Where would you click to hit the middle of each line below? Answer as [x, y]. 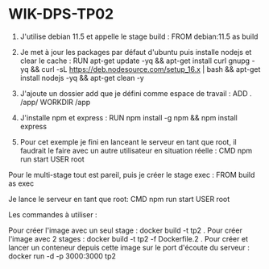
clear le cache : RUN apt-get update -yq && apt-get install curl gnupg [135, 61]
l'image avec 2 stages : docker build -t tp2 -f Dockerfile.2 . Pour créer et [128, 238]
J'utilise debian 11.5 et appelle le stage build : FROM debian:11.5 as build [139, 36]
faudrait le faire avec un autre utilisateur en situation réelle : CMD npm [136, 150]
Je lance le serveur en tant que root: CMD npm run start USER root [119, 199]
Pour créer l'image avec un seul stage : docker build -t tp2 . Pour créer [126, 230]
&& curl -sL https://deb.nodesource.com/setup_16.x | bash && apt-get [145, 69]
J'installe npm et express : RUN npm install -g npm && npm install [128, 117]
